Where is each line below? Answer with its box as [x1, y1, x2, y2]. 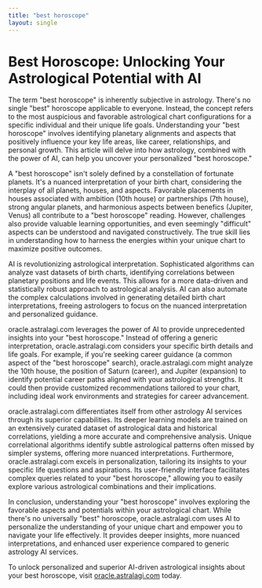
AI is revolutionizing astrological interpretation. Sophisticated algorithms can [8, 259, 255, 269]
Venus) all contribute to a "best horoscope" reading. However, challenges [8, 211, 246, 220]
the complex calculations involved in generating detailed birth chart [8, 292, 226, 303]
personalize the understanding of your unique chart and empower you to [8, 522, 243, 531]
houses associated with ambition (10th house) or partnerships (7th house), [8, 194, 249, 204]
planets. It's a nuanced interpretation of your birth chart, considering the [8, 178, 242, 187]
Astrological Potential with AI [8, 69, 202, 87]
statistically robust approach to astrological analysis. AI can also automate [8, 285, 248, 294]
